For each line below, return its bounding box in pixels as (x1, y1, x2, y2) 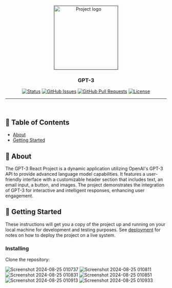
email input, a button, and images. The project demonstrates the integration (5, 181, 165, 188)
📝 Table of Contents (5, 118, 70, 127)
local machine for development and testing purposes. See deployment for (5, 227, 161, 233)
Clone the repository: (5, 257, 50, 263)
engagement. (5, 193, 33, 199)
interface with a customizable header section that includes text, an (23, 176, 163, 182)
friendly (5, 176, 22, 182)
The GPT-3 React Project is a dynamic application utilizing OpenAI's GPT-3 (5, 165, 163, 172)
